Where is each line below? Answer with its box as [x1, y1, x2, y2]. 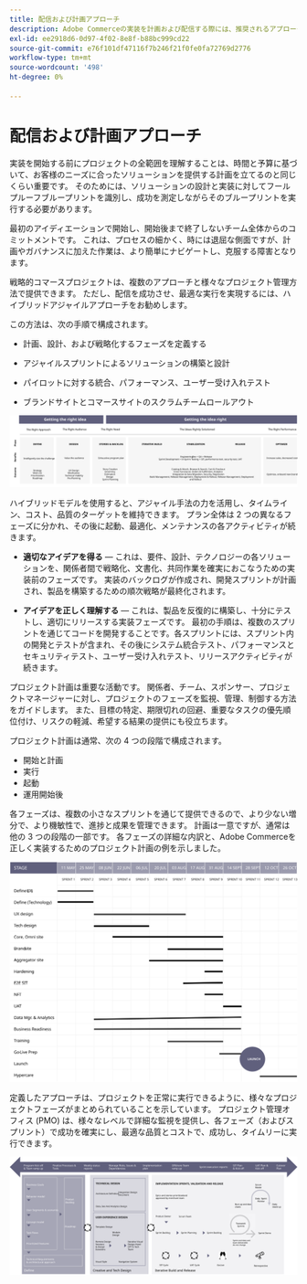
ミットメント [9, 234, 58, 245]
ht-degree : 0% [9, 73, 64, 82]
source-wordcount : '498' [9, 63, 104, 72]
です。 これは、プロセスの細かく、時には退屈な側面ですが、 [57, 234, 283, 245]
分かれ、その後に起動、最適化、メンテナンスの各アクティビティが [40, 520, 288, 531]
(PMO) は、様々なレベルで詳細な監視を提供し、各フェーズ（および [35, 1115, 286, 1126]
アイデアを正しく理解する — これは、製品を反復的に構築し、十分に [22, 604, 276, 616]
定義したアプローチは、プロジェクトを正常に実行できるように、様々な [9, 1092, 274, 1103]
